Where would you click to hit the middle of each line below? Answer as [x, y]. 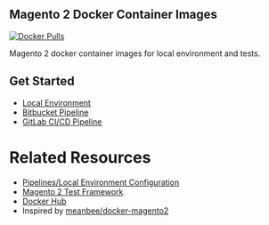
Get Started [42, 81]
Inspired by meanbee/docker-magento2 [95, 210]
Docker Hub [44, 201]
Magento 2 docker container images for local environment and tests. [135, 53]
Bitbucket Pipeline [55, 112]
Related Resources [80, 157]
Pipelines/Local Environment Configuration [101, 182]
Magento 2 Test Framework [73, 191]
